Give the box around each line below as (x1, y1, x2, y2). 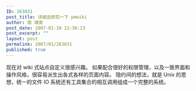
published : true (6, 47, 46, 53)
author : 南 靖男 (6, 19, 44, 25)
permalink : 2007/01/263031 (6, 42, 72, 48)
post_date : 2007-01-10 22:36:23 (6, 25, 85, 31)
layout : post (6, 36, 38, 42)
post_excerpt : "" (6, 31, 49, 36)
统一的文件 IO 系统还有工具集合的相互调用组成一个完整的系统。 (16, 78, 170, 85)
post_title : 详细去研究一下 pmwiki (6, 14, 87, 20)
